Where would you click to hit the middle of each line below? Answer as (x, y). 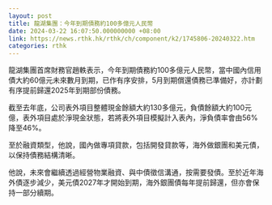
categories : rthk (38, 46)
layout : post (30, 16)
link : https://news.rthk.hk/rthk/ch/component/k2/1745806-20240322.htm (132, 38)
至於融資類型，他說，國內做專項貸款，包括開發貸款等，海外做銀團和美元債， (136, 145)
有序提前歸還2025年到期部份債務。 (67, 91)
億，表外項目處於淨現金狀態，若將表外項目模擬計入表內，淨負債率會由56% (133, 117)
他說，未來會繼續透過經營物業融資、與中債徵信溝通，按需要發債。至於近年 (132, 173)
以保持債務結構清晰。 (44, 156)
